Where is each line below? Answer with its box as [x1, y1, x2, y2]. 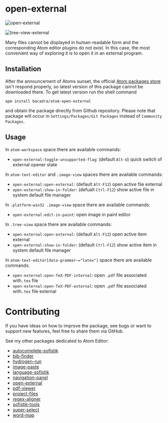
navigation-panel [12, 374, 48, 381]
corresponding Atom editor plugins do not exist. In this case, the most [5, 44, 150, 51]
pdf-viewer [12, 385, 36, 391]
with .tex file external [12, 288, 57, 294]
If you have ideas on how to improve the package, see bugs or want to [5, 322, 152, 328]
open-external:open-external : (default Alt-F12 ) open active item [12, 231, 147, 237]
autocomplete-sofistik [12, 347, 59, 354]
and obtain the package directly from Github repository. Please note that [5, 107, 155, 114]
